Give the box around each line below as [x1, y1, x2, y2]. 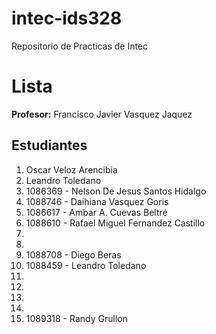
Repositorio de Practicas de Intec [11, 40, 149, 52]
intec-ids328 [11, 7, 123, 30]
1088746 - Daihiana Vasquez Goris [25, 195, 169, 207]
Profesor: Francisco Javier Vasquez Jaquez [11, 108, 193, 120]
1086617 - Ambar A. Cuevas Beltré [25, 206, 168, 218]
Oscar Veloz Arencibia [25, 163, 118, 176]
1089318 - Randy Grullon [25, 312, 128, 324]
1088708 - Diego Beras [25, 248, 122, 261]
